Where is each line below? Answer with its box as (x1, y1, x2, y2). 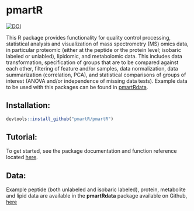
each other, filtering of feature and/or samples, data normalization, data (6, 65, 178, 72)
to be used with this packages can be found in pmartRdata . (6, 83, 148, 90)
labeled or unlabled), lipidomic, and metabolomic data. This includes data (6, 52, 182, 59)
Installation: (6, 100, 51, 111)
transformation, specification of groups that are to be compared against (6, 59, 179, 66)
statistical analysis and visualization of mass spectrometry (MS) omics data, (6, 40, 189, 47)
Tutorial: (6, 132, 38, 142)
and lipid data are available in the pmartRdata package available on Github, (6, 192, 188, 199)
